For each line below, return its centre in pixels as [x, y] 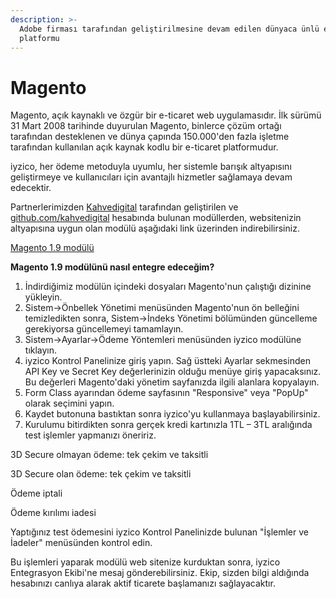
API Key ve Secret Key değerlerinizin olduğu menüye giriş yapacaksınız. [173, 372]
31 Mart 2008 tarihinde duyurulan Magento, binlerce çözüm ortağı [146, 126]
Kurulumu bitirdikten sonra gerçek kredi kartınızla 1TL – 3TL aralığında [168, 425]
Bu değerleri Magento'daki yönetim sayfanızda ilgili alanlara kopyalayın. [172, 382]
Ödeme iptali [36, 493]
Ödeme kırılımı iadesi [53, 513]
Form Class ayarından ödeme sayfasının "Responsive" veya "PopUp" [166, 393]
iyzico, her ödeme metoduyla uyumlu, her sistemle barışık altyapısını [151, 167]
